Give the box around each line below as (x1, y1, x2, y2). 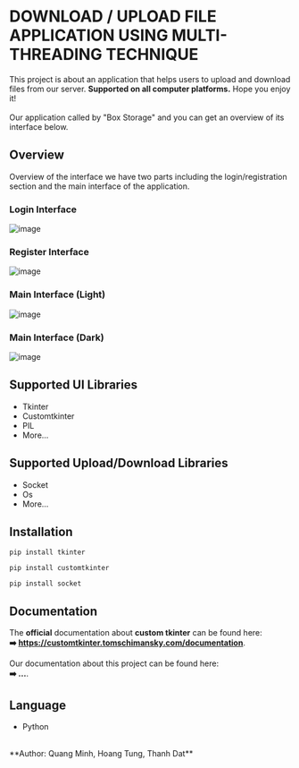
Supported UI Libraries (9, 378, 138, 393)
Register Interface (9, 245, 89, 258)
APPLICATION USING (9, 25, 169, 46)
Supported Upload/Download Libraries (9, 456, 229, 471)
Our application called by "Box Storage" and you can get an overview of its (9, 112, 285, 123)
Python (21, 721, 49, 731)
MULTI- (171, 25, 228, 46)
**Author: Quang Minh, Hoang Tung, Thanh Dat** (9, 748, 194, 758)
